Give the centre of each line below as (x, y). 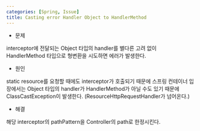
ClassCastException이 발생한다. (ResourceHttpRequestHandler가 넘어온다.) (98, 96)
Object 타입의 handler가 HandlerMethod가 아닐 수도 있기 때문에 (103, 88)
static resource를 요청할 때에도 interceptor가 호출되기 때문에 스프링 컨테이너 (97, 81)
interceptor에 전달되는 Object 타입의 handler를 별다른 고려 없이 (82, 48)
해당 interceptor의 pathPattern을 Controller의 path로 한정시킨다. (83, 121)
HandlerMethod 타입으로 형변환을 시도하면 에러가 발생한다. (76, 55)
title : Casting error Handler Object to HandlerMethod (77, 17)
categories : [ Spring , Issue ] (43, 12)
